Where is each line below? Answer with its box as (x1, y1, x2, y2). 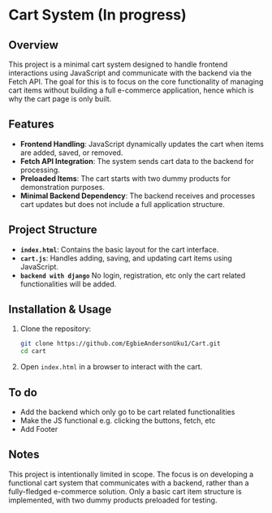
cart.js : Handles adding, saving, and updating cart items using (19, 253, 233, 263)
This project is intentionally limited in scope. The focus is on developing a (8, 469, 254, 479)
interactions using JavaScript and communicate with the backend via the (8, 68, 252, 78)
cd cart (19, 347, 46, 356)
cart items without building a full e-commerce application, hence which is (8, 85, 254, 95)
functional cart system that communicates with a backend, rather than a (8, 477, 249, 488)
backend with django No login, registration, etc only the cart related (19, 270, 246, 280)
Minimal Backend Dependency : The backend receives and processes (19, 191, 256, 200)
